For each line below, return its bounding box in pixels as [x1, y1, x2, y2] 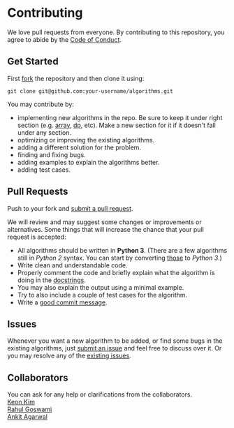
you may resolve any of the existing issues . [7, 351, 131, 360]
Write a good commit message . [17, 298, 108, 307]
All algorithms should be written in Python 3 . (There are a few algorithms [17, 246, 228, 254]
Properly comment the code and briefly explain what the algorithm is [17, 268, 215, 276]
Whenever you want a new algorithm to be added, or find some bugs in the [7, 337, 223, 345]
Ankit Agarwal [7, 413, 47, 421]
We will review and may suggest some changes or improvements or [7, 218, 203, 226]
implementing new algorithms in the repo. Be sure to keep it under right [17, 113, 223, 121]
